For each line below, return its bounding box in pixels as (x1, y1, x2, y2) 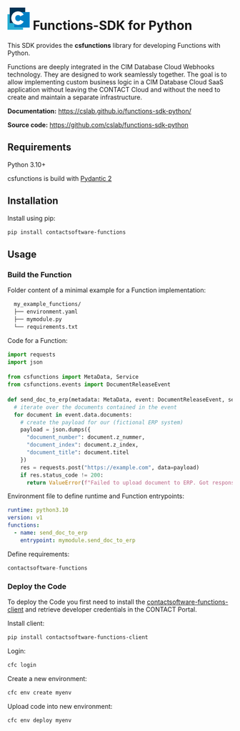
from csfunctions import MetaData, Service (7, 374, 139, 381)
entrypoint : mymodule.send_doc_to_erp (20, 537, 136, 544)
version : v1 (7, 514, 43, 522)
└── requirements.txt (14, 323, 79, 330)
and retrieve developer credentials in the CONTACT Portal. (24, 605, 198, 614)
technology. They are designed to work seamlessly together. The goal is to (7, 70, 227, 79)
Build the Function (7, 269, 72, 279)
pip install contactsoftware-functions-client (7, 633, 149, 641)
